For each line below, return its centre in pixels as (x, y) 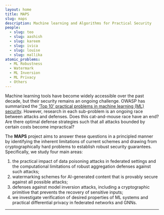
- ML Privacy (23, 77)
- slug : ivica (24, 46)
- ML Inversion (25, 73)
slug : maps (16, 18)
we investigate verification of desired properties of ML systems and (80, 197)
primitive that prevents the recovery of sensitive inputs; (68, 192)
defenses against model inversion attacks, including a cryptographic (81, 187)
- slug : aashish (26, 37)
